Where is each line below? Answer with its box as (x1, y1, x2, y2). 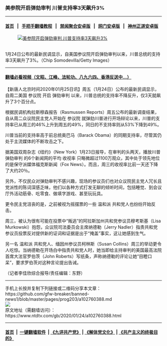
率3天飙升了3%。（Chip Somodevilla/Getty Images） (5, 57, 112, 63)
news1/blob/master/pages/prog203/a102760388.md (5, 296, 112, 302)
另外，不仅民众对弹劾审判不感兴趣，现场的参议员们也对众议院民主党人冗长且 (5, 178, 162, 184)
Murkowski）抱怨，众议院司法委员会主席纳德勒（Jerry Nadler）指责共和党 (5, 224, 158, 230)
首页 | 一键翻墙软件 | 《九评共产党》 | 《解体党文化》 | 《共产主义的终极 (5, 329, 154, 335)
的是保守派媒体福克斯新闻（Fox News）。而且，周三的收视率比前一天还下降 (5, 161, 158, 167)
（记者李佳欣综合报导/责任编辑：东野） (5, 270, 85, 276)
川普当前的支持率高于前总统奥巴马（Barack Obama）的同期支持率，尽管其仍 (5, 132, 162, 138)
